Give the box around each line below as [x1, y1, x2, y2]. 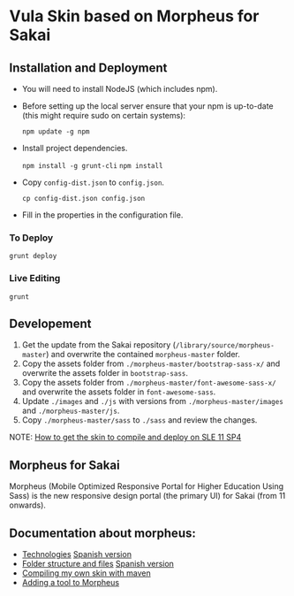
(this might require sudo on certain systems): [21, 111, 186, 120]
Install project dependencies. [21, 143, 128, 153]
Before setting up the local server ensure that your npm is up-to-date [21, 101, 274, 111]
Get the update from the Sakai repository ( [21, 340, 177, 350]
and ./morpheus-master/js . [21, 405, 120, 416]
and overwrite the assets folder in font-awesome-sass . [21, 386, 216, 397]
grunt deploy [9, 252, 57, 261]
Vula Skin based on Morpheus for [9, 6, 260, 27]
